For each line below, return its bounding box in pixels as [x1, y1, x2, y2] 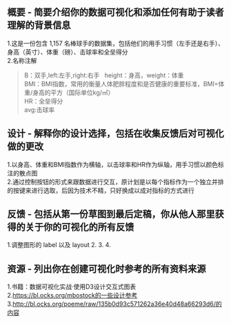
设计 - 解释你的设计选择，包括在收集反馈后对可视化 [7, 128, 224, 139]
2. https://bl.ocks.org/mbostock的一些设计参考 [7, 291, 138, 300]
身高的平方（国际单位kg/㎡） [32, 88, 114, 97]
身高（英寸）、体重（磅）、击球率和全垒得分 [7, 48, 128, 56]
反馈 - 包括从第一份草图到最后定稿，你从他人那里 [7, 208, 215, 220]
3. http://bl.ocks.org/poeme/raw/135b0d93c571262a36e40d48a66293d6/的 [7, 300, 222, 309]
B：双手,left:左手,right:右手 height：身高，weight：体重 [23, 71, 184, 79]
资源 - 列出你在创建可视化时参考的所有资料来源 [7, 263, 206, 275]
